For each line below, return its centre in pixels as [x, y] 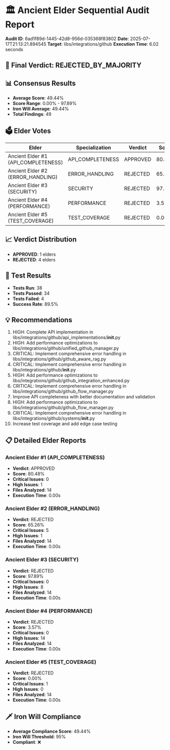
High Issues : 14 [29, 638]
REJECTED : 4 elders [34, 259]
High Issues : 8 [28, 587]
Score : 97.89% [28, 576]
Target [54, 44]
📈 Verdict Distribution [41, 240]
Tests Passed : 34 [31, 293]
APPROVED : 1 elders [34, 254]
